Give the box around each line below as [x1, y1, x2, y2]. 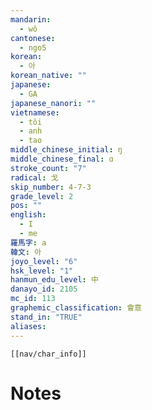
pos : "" [10, 201, 43, 211]
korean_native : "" [10, 71, 87, 81]
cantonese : [10, 33, 56, 43]
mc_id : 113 [10, 294, 56, 304]
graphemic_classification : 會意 [10, 303, 142, 313]
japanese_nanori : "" [10, 98, 97, 108]
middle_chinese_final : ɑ [10, 154, 114, 164]
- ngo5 [19, 42, 47, 53]
